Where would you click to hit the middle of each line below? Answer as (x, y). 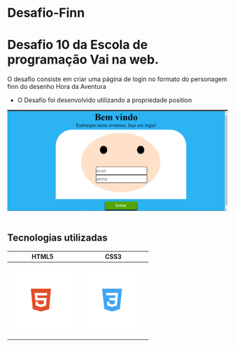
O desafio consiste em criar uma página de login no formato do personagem (117, 79)
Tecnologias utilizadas (57, 238)
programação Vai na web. (83, 60)
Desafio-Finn (46, 13)
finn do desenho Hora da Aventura (57, 87)
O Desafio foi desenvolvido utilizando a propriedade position (105, 100)
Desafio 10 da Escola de (78, 45)
